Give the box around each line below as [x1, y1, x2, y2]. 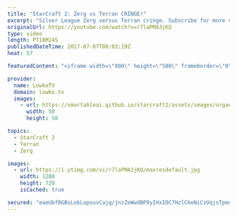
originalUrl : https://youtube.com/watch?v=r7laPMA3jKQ [7, 23, 172, 30]
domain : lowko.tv [13, 88, 65, 95]
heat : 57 [7, 50, 33, 57]
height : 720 [20, 180, 55, 187]
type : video [7, 30, 42, 37]
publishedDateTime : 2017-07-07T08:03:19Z [7, 43, 131, 50]
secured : [7, 199, 33, 206]
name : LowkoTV [13, 82, 55, 89]
